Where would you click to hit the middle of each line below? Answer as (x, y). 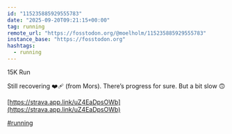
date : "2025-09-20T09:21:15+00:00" (59, 20)
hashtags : (22, 46)
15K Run (19, 72)
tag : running (26, 26)
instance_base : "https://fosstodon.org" (67, 40)
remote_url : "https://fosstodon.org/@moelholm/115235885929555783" (107, 33)
